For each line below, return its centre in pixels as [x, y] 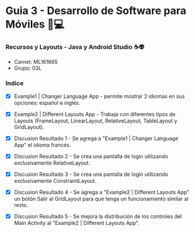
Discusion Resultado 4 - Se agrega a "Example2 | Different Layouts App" [102, 192]
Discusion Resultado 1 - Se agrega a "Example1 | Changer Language [96, 138]
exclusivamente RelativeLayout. [52, 163]
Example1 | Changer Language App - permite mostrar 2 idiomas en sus [99, 96]
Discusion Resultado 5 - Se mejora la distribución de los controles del [98, 216]
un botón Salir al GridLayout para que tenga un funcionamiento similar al [101, 199]
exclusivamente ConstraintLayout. [55, 181]
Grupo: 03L [28, 68]
